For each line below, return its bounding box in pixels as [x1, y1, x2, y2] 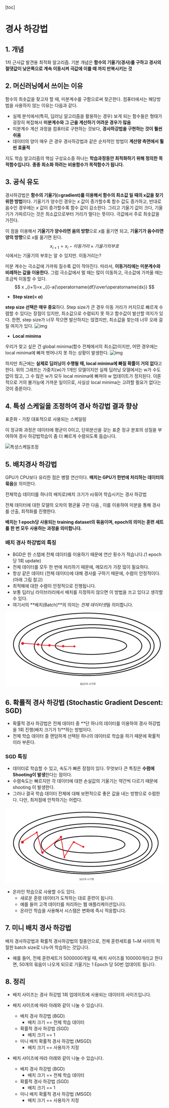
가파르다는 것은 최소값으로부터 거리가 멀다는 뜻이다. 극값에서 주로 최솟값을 [14, 211, 160, 217]
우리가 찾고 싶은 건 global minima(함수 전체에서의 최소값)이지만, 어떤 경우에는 [5, 343, 158, 349]
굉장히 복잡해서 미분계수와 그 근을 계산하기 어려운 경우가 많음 [12, 119, 131, 125]
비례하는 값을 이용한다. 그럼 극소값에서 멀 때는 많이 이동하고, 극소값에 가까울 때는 [5, 269, 163, 276]
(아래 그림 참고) [12, 576, 43, 583]
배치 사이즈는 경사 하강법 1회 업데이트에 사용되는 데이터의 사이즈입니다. [12, 992, 152, 998]
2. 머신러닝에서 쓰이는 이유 [5, 82, 83, 90]
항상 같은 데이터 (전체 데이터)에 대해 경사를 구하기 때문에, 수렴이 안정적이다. [12, 570, 161, 576]
